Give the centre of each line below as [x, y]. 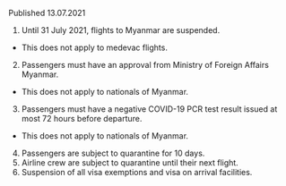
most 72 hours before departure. [82, 118]
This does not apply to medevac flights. [94, 47]
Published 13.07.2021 [47, 13]
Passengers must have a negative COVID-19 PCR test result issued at [149, 109]
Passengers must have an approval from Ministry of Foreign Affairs [145, 65]
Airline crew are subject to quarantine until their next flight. [130, 163]
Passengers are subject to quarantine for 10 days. [113, 153]
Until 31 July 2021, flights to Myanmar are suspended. [121, 30]
